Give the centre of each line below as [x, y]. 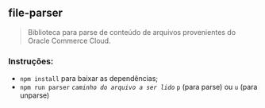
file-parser [36, 13]
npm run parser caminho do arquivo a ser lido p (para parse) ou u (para [138, 87]
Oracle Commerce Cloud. [69, 40]
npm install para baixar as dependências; [89, 79]
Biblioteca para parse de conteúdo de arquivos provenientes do [132, 32]
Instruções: [31, 61]
